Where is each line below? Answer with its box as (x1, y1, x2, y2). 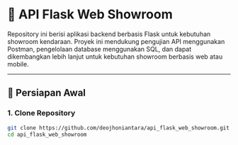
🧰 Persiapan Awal (7, 87, 86, 99)
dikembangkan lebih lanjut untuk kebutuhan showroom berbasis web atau (7, 52, 223, 61)
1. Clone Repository (7, 108, 76, 118)
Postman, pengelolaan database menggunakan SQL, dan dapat (7, 45, 192, 53)
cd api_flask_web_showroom (7, 131, 87, 138)
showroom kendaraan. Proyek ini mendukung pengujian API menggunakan (7, 37, 225, 45)
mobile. (7, 59, 30, 68)
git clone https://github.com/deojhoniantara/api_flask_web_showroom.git (7, 124, 230, 132)
